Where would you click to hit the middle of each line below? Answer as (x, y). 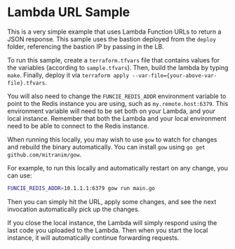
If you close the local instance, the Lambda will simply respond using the (112, 222)
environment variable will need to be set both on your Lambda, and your (112, 111)
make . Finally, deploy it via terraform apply (68, 75)
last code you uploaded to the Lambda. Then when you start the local (108, 230)
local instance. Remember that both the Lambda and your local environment (117, 118)
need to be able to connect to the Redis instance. (78, 126)
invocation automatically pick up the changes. (74, 209)
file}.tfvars (26, 83)
